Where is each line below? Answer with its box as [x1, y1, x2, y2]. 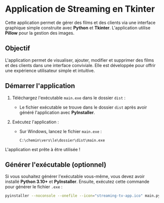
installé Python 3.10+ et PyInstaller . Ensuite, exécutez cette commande [5, 179, 150, 184]
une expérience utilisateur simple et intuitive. [5, 68, 95, 73]
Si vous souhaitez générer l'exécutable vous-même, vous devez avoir [5, 174, 145, 180]
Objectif [5, 44, 30, 52]
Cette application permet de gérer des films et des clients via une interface [5, 20, 156, 25]
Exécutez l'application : [12, 119, 60, 125]
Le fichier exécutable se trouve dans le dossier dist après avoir [19, 104, 147, 110]
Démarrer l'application [5, 82, 75, 90]
